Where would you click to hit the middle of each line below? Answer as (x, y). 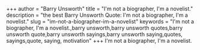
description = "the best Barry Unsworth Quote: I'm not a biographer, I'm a (97, 15)
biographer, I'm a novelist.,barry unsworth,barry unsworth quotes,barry (95, 28)
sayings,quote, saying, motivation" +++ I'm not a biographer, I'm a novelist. (99, 41)
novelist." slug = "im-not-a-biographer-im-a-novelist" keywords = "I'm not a (100, 21)
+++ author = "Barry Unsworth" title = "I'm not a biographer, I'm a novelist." (100, 9)
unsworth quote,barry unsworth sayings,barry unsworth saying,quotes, (95, 34)
